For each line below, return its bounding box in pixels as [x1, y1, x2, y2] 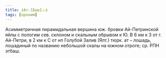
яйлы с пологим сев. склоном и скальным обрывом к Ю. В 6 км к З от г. [5, 32, 162, 38]
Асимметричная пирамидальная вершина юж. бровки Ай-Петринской [5, 26, 159, 32]
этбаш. [5, 48, 20, 54]
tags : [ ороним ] [5, 12, 38, 17]
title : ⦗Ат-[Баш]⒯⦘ [5, 7, 48, 13]
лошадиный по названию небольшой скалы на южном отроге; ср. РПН [5, 42, 159, 48]
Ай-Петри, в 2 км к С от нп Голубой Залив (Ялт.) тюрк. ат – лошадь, [5, 37, 151, 43]
